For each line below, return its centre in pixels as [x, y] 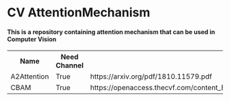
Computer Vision [32, 39]
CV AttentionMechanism [79, 13]
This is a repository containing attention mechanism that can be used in [111, 31]
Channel [70, 66]
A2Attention [30, 76]
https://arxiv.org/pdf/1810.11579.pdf [151, 76]
